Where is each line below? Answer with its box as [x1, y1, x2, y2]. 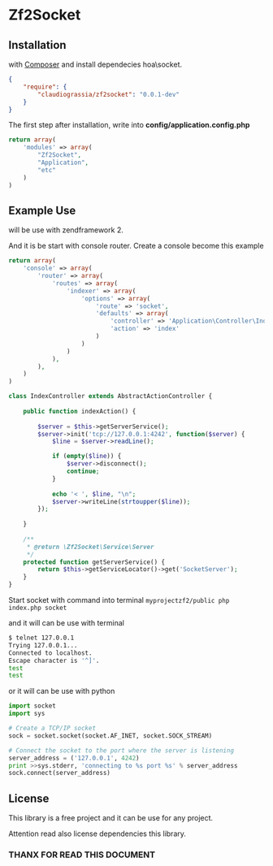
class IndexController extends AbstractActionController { [8, 392, 213, 401]
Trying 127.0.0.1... [8, 641, 79, 649]
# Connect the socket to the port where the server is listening [8, 746, 234, 755]
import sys [8, 709, 45, 718]
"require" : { [23, 83, 67, 91]
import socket [8, 702, 57, 710]
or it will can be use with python [8, 686, 115, 696]
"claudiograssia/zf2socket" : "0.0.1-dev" [37, 90, 180, 98]
